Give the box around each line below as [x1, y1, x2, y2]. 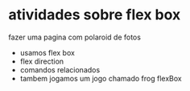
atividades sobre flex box [8, 6, 181, 24]
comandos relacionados [19, 64, 101, 74]
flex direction [19, 56, 64, 66]
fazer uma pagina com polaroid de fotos [8, 32, 141, 42]
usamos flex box [19, 48, 75, 57]
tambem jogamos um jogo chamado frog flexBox [19, 73, 183, 83]
